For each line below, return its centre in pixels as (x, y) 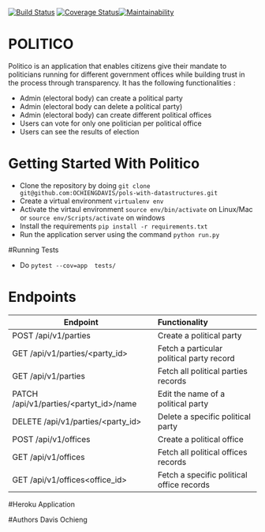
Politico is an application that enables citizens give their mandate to (118, 66)
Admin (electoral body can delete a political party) (101, 106)
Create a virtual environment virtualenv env (91, 201)
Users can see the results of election (79, 131)
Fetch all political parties (203, 371)
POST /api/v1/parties (51, 335)
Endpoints (42, 297)
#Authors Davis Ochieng (48, 519)
